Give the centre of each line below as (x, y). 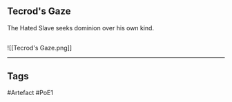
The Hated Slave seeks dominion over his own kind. (80, 28)
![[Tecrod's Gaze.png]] (40, 48)
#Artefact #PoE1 (30, 93)
